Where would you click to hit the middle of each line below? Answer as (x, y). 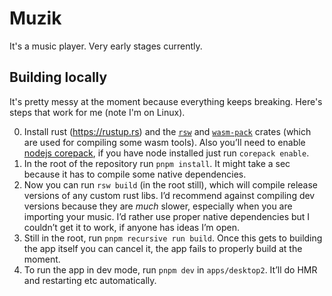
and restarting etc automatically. (90, 280)
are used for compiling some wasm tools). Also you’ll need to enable (164, 142)
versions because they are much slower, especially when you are (158, 206)
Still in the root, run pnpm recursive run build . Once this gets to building (173, 238)
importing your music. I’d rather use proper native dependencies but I (167, 216)
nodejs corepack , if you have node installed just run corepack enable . (166, 153)
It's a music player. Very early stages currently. (106, 46)
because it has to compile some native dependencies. (135, 174)
